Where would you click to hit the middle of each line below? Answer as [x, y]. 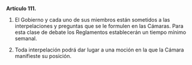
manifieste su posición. [43, 56]
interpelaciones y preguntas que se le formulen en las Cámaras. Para [99, 26]
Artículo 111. [21, 8]
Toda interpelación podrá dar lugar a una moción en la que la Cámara [99, 50]
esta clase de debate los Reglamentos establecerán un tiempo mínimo [100, 32]
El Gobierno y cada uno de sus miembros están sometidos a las [92, 20]
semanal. [26, 38]
